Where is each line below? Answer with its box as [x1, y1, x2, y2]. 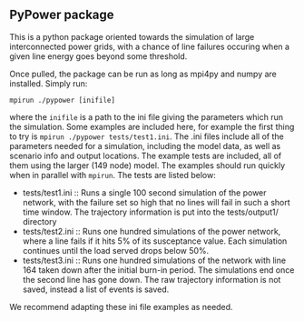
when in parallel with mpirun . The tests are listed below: [9, 169, 216, 180]
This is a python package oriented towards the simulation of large [9, 31, 255, 42]
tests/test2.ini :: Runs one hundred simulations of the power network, [22, 226, 281, 236]
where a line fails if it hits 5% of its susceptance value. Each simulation [22, 236, 288, 246]
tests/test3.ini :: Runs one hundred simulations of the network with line [22, 255, 287, 266]
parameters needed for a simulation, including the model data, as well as [9, 140, 281, 151]
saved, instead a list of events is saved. [22, 284, 170, 295]
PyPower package [9, 7, 115, 23]
